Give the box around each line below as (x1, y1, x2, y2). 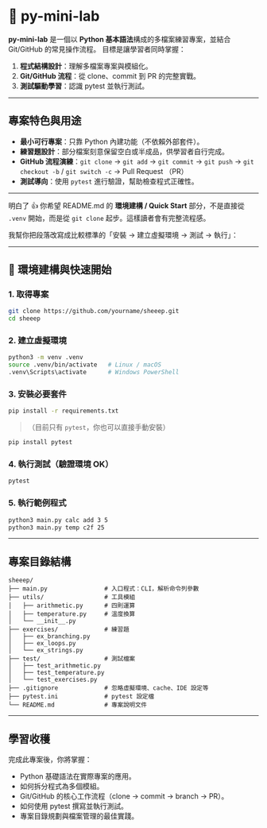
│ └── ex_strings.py (8, 647, 83, 655)
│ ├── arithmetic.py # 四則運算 (8, 602, 136, 610)
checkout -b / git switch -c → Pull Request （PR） (19, 166, 188, 176)
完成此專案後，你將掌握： (8, 755, 92, 764)
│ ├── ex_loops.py (8, 640, 77, 648)
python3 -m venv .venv (8, 354, 83, 362)
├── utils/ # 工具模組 (8, 594, 136, 602)
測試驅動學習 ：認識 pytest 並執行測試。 (19, 81, 149, 91)
